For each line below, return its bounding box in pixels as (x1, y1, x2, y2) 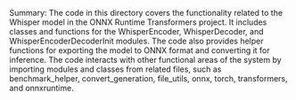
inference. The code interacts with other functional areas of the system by (9, 55, 283, 65)
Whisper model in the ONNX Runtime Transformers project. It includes (9, 17, 267, 27)
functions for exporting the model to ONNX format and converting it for (9, 45, 270, 56)
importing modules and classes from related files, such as (9, 64, 222, 74)
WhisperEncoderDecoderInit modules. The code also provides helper (9, 35, 264, 46)
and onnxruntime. (9, 83, 74, 93)
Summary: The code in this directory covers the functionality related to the (9, 8, 284, 18)
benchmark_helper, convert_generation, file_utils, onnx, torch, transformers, (9, 73, 288, 83)
